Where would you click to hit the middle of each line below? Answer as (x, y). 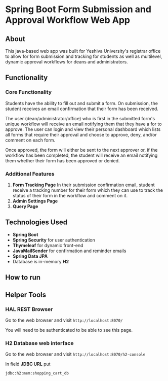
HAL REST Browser (29, 309)
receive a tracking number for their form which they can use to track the (88, 190)
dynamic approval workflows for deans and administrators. (67, 62)
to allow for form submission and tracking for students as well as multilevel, (84, 56)
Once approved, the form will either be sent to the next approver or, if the (81, 150)
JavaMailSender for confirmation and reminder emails (69, 251)
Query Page (25, 206)
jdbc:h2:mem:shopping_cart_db (37, 373)
